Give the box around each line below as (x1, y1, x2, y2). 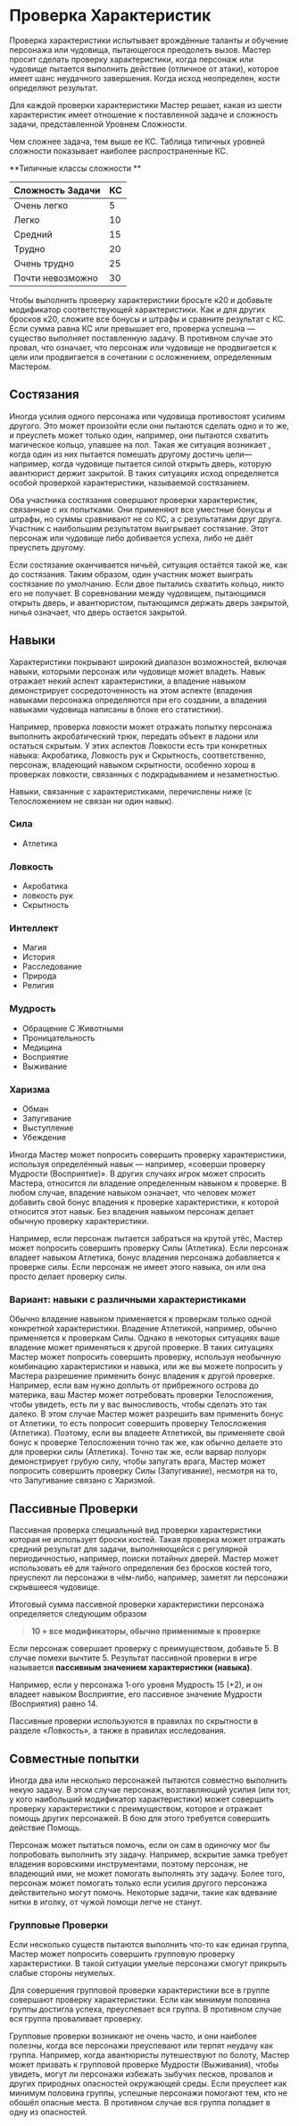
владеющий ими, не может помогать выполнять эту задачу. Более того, (9, 1868, 286, 1878)
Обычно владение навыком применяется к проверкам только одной (9, 1314, 272, 1324)
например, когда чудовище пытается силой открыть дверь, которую (9, 458, 272, 469)
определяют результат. (9, 82, 98, 93)
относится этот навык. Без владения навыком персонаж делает (9, 1206, 254, 1217)
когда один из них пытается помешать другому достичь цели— (9, 449, 253, 459)
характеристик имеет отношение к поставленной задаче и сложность (9, 109, 278, 120)
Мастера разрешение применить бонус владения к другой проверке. (9, 1371, 275, 1382)
